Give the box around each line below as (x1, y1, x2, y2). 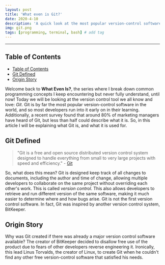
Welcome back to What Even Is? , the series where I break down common (5, 86, 154, 91)
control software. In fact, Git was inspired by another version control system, (5, 201, 160, 207)
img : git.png (5, 26, 32, 30)
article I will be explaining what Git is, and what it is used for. (5, 122, 127, 128)
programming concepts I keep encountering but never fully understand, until (5, 91, 160, 97)
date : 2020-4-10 (5, 16, 38, 21)
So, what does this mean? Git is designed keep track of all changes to (5, 170, 146, 176)
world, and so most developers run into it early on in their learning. (5, 107, 140, 113)
